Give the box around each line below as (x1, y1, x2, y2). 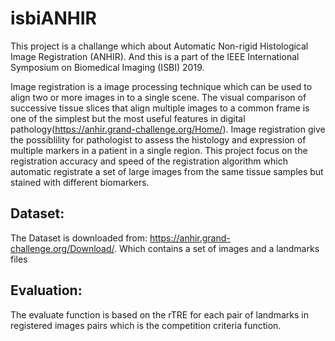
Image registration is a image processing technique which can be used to (10, 80, 313, 92)
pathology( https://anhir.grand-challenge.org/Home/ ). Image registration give (10, 123, 326, 135)
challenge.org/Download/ (10, 242, 115, 254)
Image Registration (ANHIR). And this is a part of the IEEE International (10, 50, 300, 62)
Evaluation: (10, 282, 83, 299)
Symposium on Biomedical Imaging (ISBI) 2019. (10, 61, 205, 73)
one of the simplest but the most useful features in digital (10, 112, 246, 124)
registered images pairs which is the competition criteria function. (10, 319, 282, 331)
